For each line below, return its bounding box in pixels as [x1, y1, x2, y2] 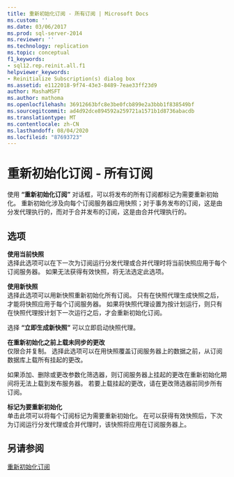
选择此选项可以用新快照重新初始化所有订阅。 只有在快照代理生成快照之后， [7, 291, 223, 299]
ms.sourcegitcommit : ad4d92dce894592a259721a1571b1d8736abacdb [7, 108, 195, 115]
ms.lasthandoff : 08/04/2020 [7, 127, 89, 134]
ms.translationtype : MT [7, 114, 77, 121]
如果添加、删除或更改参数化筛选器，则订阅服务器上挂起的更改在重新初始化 [7, 371, 221, 379]
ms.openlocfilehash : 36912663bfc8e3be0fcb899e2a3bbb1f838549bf [7, 101, 195, 108]
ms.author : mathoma [7, 95, 64, 102]
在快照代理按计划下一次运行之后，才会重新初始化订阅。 [7, 309, 166, 316]
